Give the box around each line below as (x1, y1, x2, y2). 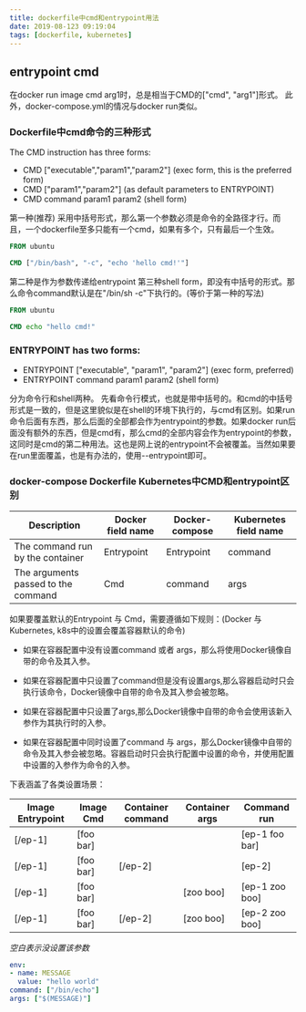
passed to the (14, 577, 73, 590)
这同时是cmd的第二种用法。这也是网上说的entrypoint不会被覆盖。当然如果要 (9, 439, 296, 449)
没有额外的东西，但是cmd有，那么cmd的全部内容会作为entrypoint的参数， (16, 428, 297, 439)
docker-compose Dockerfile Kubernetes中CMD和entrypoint (9, 475, 280, 488)
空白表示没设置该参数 (9, 942, 89, 953)
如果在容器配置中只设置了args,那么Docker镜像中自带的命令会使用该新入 (22, 706, 293, 717)
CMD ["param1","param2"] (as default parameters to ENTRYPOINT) (22, 184, 275, 195)
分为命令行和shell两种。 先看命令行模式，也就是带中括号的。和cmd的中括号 (9, 393, 293, 404)
